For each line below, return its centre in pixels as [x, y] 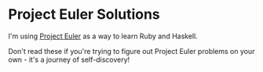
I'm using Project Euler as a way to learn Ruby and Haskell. [103, 36]
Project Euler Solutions [84, 14]
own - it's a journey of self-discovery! [69, 59]
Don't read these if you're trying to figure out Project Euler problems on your [131, 51]
